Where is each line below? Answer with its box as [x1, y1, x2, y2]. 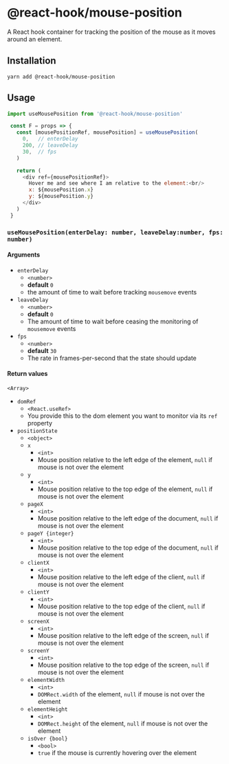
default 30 [27, 346, 57, 354]
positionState [17, 428, 58, 435]
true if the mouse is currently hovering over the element [37, 749, 197, 757]
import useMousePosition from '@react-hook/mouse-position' [7, 110, 184, 117]
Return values [7, 370, 48, 378]
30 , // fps [22, 148, 57, 155]
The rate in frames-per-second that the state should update [27, 354, 197, 362]
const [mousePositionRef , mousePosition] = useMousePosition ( [16, 129, 198, 136]
